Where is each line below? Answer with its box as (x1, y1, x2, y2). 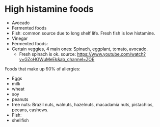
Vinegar (11, 35, 28, 41)
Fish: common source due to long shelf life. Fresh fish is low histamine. (11, 30, 156, 36)
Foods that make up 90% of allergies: (4, 65, 80, 72)
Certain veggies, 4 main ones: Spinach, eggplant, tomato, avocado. (11, 46, 148, 52)
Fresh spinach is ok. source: (19, 51, 77, 57)
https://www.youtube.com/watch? (77, 51, 146, 57)
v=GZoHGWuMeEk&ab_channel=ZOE (19, 56, 95, 62)
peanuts (11, 96, 28, 102)
